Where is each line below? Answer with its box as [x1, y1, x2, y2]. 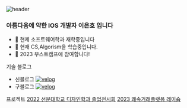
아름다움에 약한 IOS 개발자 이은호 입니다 [6, 21, 114, 30]
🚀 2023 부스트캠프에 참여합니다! [14, 51, 90, 58]
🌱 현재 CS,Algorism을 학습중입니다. [14, 43, 98, 50]
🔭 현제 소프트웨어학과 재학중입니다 [14, 36, 95, 43]
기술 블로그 [6, 63, 32, 70]
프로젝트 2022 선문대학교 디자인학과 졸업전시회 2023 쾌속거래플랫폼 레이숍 [6, 96, 181, 103]
